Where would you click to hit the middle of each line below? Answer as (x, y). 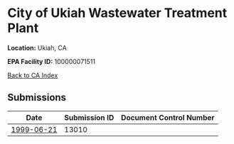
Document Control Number (167, 117)
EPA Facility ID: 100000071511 (52, 61)
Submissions (37, 98)
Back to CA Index (33, 75)
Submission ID (89, 117)
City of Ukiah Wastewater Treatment (117, 13)
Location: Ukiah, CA (37, 48)
